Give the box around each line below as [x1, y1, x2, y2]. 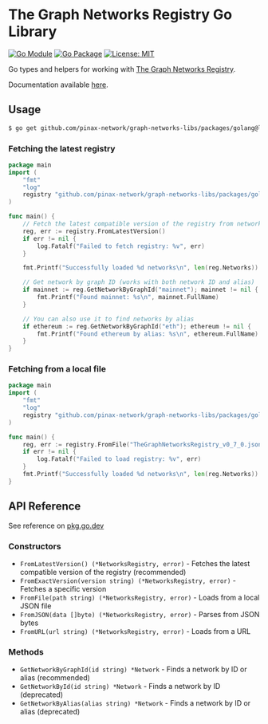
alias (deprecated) [19, 707, 81, 717]
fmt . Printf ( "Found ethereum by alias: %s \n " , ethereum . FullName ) [37, 329, 259, 338]
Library [8, 22, 57, 41]
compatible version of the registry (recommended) [19, 567, 187, 576]
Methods [8, 646, 44, 657]
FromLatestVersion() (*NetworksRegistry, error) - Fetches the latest [19, 558, 250, 568]
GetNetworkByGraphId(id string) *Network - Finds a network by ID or [19, 664, 247, 675]
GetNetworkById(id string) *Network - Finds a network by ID [19, 682, 221, 691]
